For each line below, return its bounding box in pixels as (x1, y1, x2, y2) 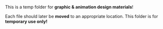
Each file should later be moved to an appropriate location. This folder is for (5, 14, 159, 19)
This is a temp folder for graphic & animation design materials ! (5, 4, 134, 10)
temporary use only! (5, 19, 48, 24)
